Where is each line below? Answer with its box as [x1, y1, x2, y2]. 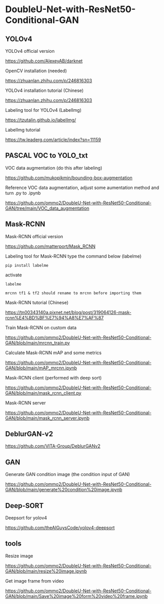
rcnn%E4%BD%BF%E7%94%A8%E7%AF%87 [5, 314, 104, 321]
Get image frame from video [5, 578, 64, 584]
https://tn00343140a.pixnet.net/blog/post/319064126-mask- [5, 309, 132, 315]
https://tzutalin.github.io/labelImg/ [5, 117, 76, 123]
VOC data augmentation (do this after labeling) [5, 165, 102, 171]
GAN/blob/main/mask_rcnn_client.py [5, 390, 82, 396]
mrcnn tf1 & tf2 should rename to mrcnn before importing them [5, 291, 142, 296]
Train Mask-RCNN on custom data [5, 324, 77, 331]
